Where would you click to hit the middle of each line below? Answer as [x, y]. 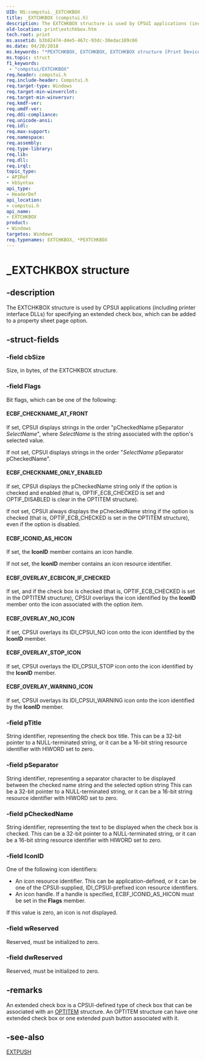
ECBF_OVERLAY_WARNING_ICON [50, 687]
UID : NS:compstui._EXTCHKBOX [43, 12]
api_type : [19, 189]
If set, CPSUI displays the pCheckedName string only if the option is [92, 486]
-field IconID [25, 856]
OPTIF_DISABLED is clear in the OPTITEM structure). [73, 499]
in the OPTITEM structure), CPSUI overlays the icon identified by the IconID [101, 598]
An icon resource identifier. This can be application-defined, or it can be [106, 881]
